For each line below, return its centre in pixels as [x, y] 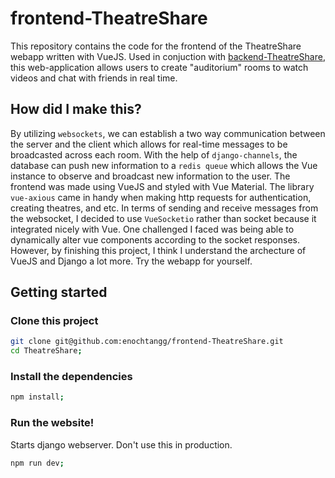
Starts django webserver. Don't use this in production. [121, 444]
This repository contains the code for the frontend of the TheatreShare [156, 46]
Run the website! [52, 423]
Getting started [59, 292]
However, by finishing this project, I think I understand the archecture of [158, 250]
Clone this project [54, 321]
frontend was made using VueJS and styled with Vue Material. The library [162, 186]
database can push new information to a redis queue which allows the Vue [164, 165]
